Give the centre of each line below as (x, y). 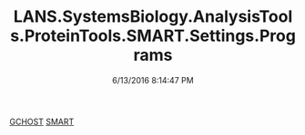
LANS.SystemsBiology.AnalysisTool (153, 17)
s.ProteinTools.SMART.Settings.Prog (153, 36)
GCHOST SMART (42, 121)
